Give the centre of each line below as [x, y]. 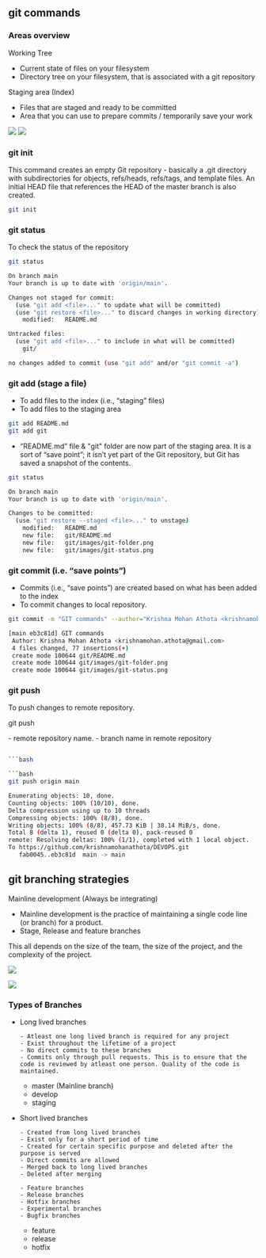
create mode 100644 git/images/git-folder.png [90, 663]
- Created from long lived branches [80, 1133]
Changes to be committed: [51, 513]
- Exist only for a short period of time [89, 1140]
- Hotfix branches [50, 1202]
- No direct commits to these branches [85, 1050]
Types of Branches [45, 1004]
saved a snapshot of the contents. [75, 463]
